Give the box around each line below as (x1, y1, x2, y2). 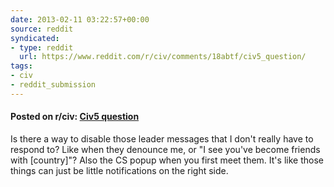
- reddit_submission (10, 80, 97, 90)
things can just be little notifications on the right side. (10, 164, 229, 176)
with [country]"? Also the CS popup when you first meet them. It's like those (10, 154, 324, 166)
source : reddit (10, 24, 74, 34)
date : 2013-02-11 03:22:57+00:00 (10, 14, 150, 25)
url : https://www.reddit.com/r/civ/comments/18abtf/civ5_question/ (19, 52, 307, 62)
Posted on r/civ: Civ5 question (10, 111, 140, 123)
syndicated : (10, 33, 60, 43)
